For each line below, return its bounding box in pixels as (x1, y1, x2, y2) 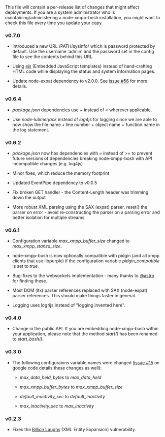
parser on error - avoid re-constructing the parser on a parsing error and (12, 209, 160, 215)
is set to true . (12, 263, 39, 269)
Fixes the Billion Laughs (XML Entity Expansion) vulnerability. (12, 427, 136, 433)
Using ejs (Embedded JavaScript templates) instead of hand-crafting (12, 63, 152, 69)
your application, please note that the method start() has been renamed (12, 331, 158, 337)
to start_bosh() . (12, 336, 44, 342)
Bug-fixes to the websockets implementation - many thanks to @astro (12, 273, 154, 279)
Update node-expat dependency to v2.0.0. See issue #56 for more (12, 78, 148, 84)
